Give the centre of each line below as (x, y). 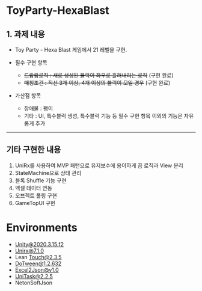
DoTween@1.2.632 (38, 263)
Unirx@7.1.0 (29, 251)
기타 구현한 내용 (34, 150)
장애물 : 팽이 (38, 108)
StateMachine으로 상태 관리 (48, 173)
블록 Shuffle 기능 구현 (41, 180)
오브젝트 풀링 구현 (36, 195)
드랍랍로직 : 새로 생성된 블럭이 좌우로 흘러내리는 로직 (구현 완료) (99, 75)
